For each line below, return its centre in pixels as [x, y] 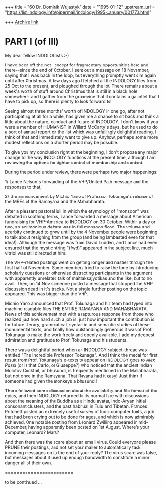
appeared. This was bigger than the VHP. [47, 294]
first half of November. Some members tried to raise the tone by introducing [82, 267]
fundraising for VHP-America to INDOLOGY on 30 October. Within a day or [80, 222]
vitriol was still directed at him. [36, 253]
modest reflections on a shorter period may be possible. [62, 142]
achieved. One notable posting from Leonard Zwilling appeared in [71, 422]
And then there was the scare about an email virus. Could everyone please [81, 442]
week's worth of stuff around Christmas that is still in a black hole [71, 91]
